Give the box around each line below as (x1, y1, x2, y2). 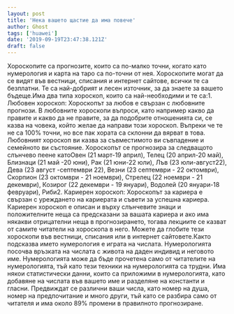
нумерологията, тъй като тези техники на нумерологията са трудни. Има (7, 262, 226, 270)
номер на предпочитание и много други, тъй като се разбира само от (7, 292, 217, 300)
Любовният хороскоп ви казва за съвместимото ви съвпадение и (7, 136, 205, 144)
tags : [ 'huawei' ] (7, 29, 58, 37)
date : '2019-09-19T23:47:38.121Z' (7, 36, 108, 43)
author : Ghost (7, 23, 49, 30)
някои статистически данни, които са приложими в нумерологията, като (7, 269, 226, 278)
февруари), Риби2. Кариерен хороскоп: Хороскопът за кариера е (7, 188, 203, 196)
